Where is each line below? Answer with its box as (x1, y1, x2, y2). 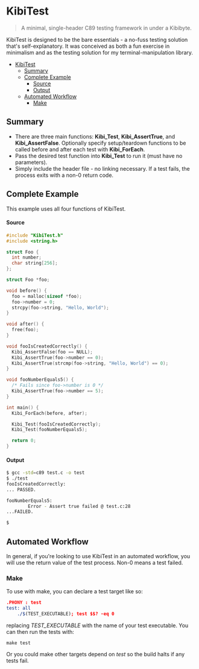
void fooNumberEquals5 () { (6, 377, 74, 383)
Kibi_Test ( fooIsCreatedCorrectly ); (11, 421, 101, 427)
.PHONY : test (6, 599, 42, 606)
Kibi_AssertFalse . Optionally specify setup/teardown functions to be (14, 139, 186, 147)
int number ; (11, 254, 42, 261)
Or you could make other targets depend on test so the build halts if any (6, 650, 185, 657)
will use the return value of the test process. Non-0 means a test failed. (6, 559, 183, 567)
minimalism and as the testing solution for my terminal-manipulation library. (6, 48, 194, 56)
